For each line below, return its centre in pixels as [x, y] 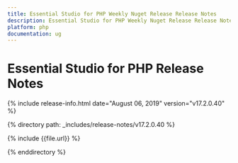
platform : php [28, 27]
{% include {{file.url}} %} [44, 138]
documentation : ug [34, 34]
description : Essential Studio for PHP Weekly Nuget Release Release [112, 21]
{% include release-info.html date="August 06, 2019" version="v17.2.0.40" [116, 103]
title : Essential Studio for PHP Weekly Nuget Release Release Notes [112, 14]
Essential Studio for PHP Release [106, 69]
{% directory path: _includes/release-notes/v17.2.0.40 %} [91, 125]
